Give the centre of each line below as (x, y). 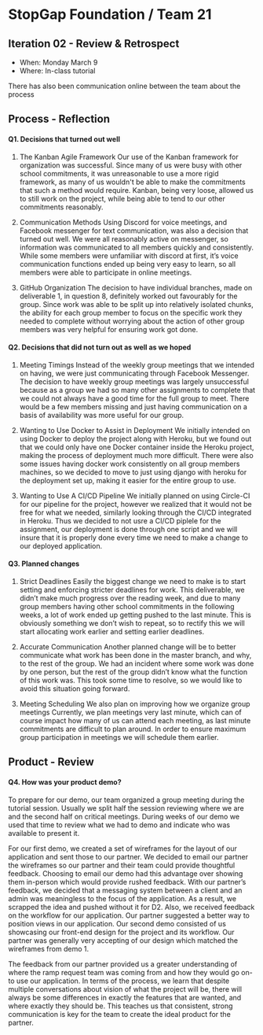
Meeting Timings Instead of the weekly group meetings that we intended (137, 364)
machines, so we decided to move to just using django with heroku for (133, 472)
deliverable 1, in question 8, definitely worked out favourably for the (128, 296)
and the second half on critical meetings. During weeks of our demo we (124, 816)
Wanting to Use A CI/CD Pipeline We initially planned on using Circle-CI (135, 495)
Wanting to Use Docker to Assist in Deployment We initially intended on (135, 430)
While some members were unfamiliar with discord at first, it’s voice (129, 255)
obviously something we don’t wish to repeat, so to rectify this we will (132, 623)
